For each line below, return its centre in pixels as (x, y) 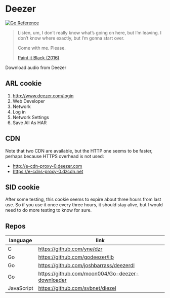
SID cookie (23, 187)
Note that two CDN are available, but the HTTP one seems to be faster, (79, 151)
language (20, 240)
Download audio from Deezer (36, 67)
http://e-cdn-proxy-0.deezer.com (47, 166)
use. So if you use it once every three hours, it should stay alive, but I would (84, 205)
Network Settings (31, 117)
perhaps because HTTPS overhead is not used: (55, 156)
